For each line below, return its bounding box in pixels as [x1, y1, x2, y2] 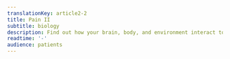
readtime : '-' [7, 35, 48, 42]
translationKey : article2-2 [7, 9, 88, 17]
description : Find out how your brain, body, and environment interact [7, 28, 216, 36]
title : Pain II [7, 16, 51, 23]
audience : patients [7, 41, 63, 48]
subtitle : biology [7, 22, 60, 29]
